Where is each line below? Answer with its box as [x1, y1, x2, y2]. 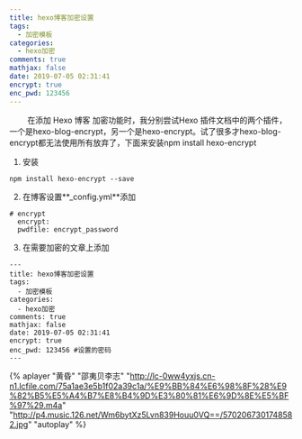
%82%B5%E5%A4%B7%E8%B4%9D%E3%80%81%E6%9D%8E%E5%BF [9, 389, 289, 401]
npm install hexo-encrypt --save [9, 174, 135, 183]
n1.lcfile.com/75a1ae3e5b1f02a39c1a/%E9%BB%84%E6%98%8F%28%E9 [9, 380, 288, 391]
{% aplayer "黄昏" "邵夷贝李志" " [9, 370, 130, 381]
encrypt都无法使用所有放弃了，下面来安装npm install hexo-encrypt [9, 137, 257, 148]
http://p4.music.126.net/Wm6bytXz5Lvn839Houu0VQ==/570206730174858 [13, 409, 293, 420]
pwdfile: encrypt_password [17, 224, 119, 234]
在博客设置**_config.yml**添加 [22, 191, 137, 202]
